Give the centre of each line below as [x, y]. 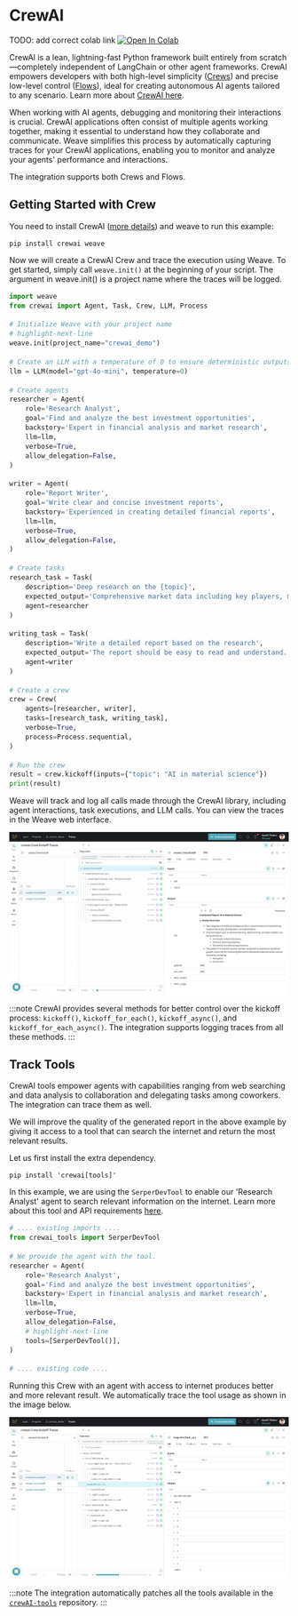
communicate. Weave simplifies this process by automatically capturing [140, 140]
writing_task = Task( [49, 634]
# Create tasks [37, 568]
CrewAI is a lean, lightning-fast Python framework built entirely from [133, 57]
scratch [273, 57]
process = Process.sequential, [79, 737]
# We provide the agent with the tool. [83, 1256]
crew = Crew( [33, 700]
